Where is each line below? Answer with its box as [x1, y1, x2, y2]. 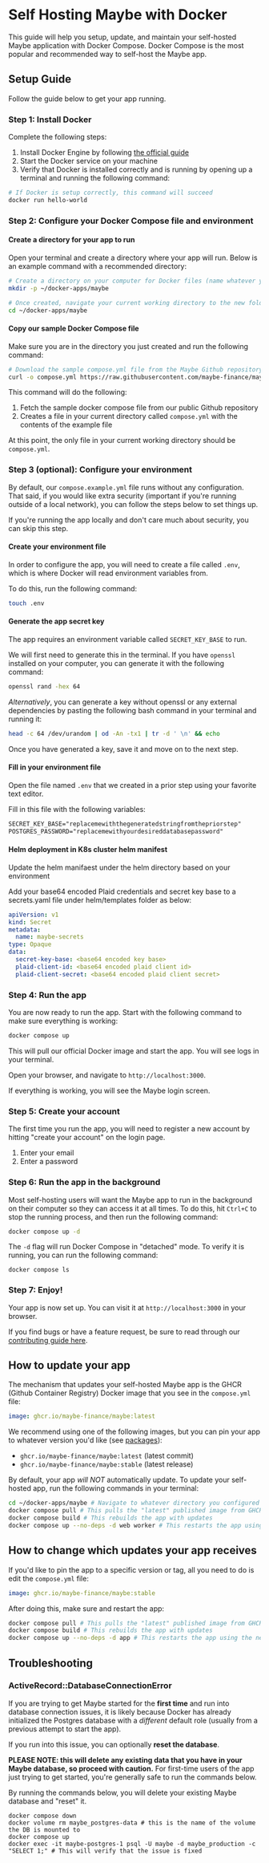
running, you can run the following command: [8, 1250, 159, 1260]
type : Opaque [8, 940, 52, 948]
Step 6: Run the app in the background [8, 1177, 161, 1188]
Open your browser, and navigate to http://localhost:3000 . [8, 1069, 207, 1080]
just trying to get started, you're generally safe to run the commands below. [8, 1772, 258, 1782]
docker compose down [8, 1812, 78, 1820]
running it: [8, 714, 42, 724]
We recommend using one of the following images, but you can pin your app [8, 1427, 261, 1437]
